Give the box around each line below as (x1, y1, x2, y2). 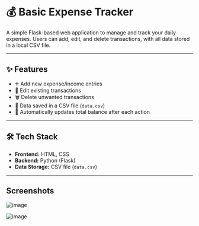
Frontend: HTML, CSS (14, 150, 70, 158)
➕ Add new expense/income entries (14, 80, 102, 87)
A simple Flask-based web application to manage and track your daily (6, 28, 176, 36)
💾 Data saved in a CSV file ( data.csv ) (14, 102, 105, 109)
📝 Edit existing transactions (14, 87, 82, 94)
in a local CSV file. (6, 42, 51, 49)
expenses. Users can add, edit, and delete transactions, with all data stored (6, 35, 190, 42)
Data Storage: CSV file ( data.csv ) (14, 163, 98, 170)
